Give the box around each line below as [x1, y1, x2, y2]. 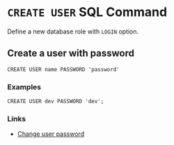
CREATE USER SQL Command [7, 4, 168, 20]
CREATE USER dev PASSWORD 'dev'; [7, 98, 104, 105]
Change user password [17, 130, 85, 138]
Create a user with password [7, 47, 134, 59]
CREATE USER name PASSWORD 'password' [7, 66, 120, 73]
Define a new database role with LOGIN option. [7, 27, 139, 36]
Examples [7, 82, 42, 91]
